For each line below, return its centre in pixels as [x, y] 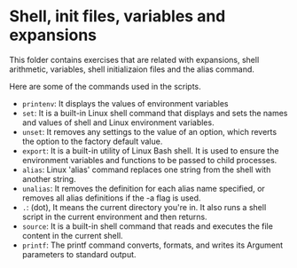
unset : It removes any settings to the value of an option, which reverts [149, 131]
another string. [49, 178]
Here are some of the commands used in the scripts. [105, 86]
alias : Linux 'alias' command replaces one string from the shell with [146, 169]
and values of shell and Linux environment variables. [118, 122]
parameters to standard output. [79, 254]
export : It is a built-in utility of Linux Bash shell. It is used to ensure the [150, 150]
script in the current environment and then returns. [114, 217]
